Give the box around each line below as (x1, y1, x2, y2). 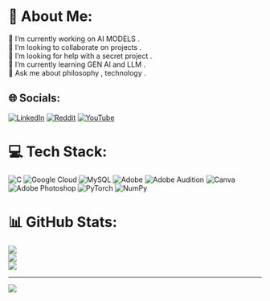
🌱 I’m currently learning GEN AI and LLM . (8, 60, 146, 69)
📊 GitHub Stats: (8, 212, 118, 231)
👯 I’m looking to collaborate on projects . (8, 42, 142, 52)
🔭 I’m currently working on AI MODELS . (8, 34, 141, 43)
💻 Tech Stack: (8, 142, 108, 160)
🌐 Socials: (8, 92, 61, 105)
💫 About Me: (8, 7, 93, 26)
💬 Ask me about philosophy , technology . (8, 68, 146, 77)
